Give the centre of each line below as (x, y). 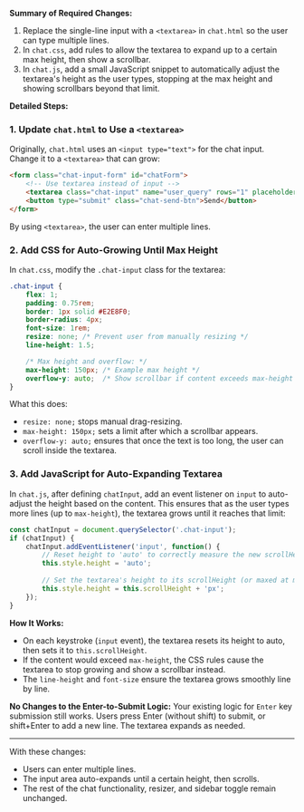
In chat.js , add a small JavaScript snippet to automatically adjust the (151, 69)
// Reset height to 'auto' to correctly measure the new (151, 555)
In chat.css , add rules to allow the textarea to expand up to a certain (150, 50)
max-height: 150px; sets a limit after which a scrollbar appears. (140, 431)
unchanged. (45, 797)
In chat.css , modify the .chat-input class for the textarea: (118, 269)
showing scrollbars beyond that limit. (91, 88)
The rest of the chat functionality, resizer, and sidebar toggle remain (149, 788)
